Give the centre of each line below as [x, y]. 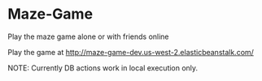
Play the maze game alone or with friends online [88, 36]
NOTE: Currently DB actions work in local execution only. [103, 68]
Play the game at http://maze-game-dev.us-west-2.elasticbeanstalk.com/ [131, 52]
